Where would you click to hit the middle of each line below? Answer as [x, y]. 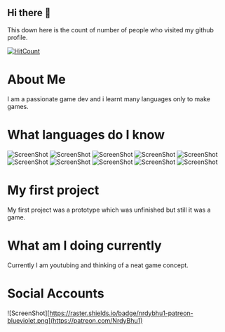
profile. [18, 37]
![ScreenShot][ [29, 313]
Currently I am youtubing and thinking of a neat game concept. [98, 265]
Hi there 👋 [29, 13]
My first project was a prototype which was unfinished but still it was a [109, 210]
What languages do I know [86, 135]
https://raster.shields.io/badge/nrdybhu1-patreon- [122, 313]
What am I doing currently [85, 245]
